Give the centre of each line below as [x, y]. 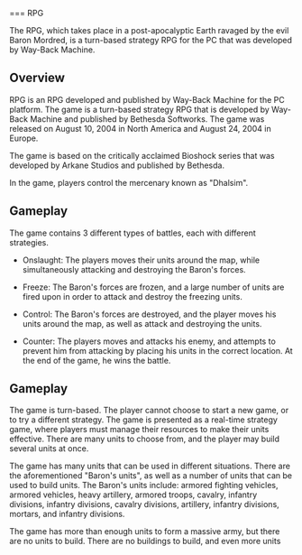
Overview [37, 78]
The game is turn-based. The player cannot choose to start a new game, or [149, 411]
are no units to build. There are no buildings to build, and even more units [145, 541]
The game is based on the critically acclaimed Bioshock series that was [142, 155]
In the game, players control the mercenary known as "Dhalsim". [129, 182]
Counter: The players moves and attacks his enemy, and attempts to [149, 341]
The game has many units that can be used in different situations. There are [150, 466]
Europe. [24, 138]
